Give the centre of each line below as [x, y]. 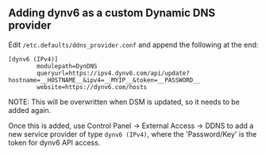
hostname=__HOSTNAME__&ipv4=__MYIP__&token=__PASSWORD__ [104, 80]
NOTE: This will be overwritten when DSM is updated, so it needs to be [124, 102]
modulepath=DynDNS [67, 66]
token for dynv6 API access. [54, 142]
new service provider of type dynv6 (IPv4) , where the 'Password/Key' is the [133, 134]
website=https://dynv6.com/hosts [92, 87]
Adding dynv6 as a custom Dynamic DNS [112, 13]
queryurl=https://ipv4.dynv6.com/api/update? [114, 73]
